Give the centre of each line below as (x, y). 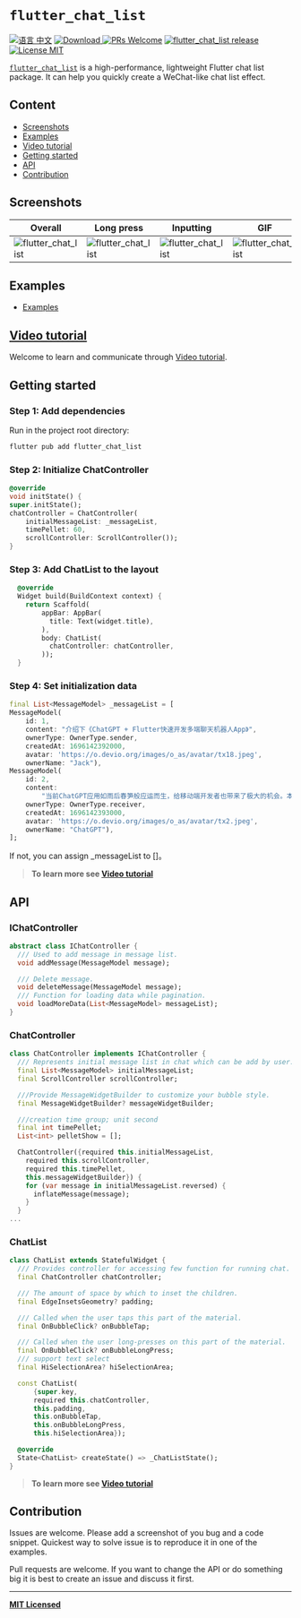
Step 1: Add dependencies (67, 410)
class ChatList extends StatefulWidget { (88, 1261)
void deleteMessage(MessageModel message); (99, 987)
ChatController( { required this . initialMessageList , (116, 1153)
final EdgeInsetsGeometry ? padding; (86, 1302)
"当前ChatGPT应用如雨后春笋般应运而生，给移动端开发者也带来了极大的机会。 (164, 796)
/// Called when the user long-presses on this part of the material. (152, 1342)
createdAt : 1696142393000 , (76, 813)
